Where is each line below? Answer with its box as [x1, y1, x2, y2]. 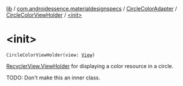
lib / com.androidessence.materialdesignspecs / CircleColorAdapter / [6, 5, 178, 12]
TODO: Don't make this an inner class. [6, 74, 101, 81]
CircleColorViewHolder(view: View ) [6, 52, 95, 58]
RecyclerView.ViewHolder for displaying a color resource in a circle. [6, 62, 174, 69]
